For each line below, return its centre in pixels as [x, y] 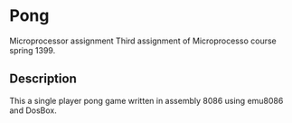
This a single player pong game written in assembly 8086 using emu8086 [146, 100]
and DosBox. [33, 110]
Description [43, 79]
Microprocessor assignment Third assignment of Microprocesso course [143, 41]
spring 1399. [33, 50]
